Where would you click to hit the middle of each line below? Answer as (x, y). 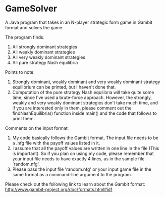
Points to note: (20, 72)
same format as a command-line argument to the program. (72, 174)
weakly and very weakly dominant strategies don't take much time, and (85, 102)
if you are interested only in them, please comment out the (72, 108)
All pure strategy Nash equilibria (45, 62)
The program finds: (25, 37)
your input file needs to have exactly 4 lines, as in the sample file (78, 158)
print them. (24, 118)
